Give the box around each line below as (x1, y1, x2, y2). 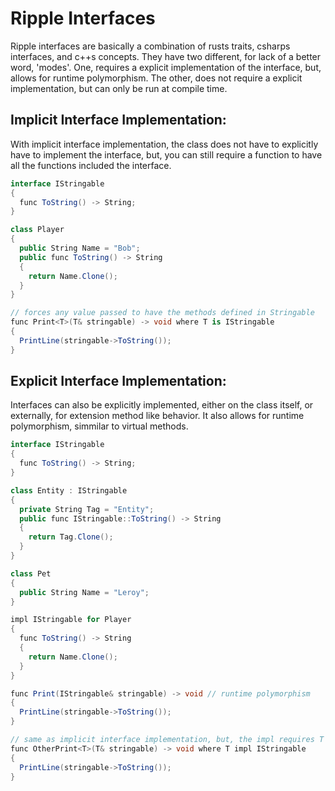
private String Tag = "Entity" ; (19, 504, 155, 514)
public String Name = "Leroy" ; (19, 587, 150, 597)
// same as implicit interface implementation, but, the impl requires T (10, 735, 325, 745)
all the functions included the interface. (10, 159, 172, 171)
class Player (10, 225, 65, 235)
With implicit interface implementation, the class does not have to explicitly (10, 138, 319, 150)
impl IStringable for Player (10, 615, 132, 625)
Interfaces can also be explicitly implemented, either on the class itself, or (10, 399, 314, 411)
